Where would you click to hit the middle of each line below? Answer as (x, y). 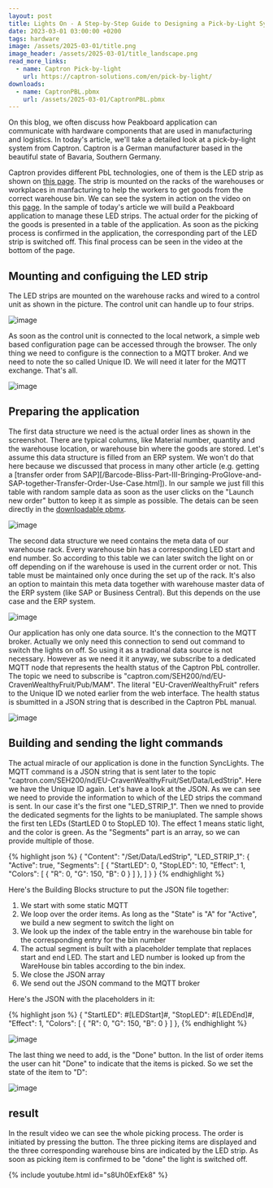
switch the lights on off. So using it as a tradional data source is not (121, 650)
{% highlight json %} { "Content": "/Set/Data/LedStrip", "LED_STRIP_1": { (129, 856)
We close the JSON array (63, 974)
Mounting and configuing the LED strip (108, 276)
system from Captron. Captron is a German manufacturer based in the (126, 148)
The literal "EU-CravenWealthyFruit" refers (188, 684)
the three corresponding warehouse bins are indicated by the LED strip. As (133, 1150)
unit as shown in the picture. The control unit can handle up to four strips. (131, 304)
